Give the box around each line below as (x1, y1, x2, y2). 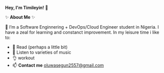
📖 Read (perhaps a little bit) (12, 44, 68, 50)
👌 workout (12, 55, 35, 61)
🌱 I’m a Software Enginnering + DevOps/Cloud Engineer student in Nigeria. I (5, 24, 159, 30)
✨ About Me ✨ (5, 14, 35, 20)
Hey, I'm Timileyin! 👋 (5, 5, 48, 10)
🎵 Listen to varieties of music (12, 49, 71, 55)
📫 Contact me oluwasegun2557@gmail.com (12, 62, 104, 68)
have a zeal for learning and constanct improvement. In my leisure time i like (5, 30, 160, 35)
